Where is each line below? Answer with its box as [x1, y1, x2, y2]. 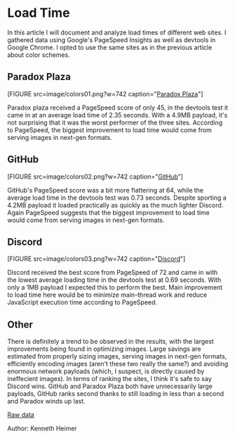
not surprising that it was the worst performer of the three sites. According [7, 118, 223, 127]
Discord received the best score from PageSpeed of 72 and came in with [7, 269, 218, 277]
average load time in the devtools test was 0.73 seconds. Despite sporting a [7, 193, 227, 202]
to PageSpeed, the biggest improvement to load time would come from [7, 125, 213, 134]
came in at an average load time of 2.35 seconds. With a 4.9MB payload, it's [7, 110, 228, 119]
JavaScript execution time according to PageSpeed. [7, 298, 158, 307]
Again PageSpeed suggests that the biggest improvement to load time [7, 208, 210, 217]
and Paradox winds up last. [7, 397, 86, 406]
